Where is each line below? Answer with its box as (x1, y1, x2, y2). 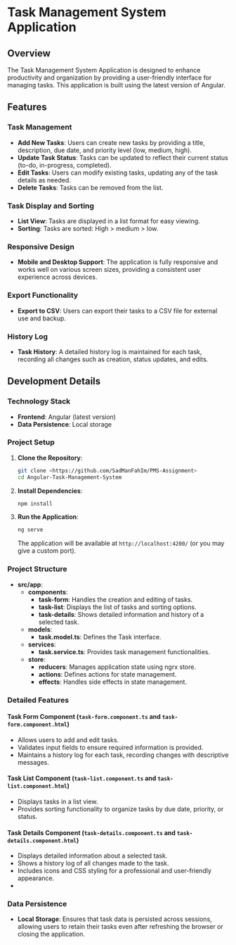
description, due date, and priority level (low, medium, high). (17, 146, 192, 154)
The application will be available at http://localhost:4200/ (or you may (17, 539, 225, 548)
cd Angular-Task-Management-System (17, 473, 122, 481)
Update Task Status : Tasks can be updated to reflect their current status (17, 153, 228, 162)
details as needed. (17, 175, 72, 184)
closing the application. (17, 930, 86, 939)
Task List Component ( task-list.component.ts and (7, 774, 157, 782)
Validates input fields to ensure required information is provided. (17, 743, 204, 751)
